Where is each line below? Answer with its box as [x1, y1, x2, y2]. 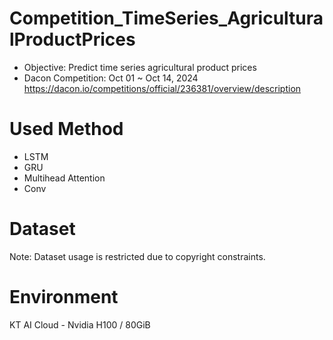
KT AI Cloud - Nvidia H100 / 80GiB [9, 318, 151, 331]
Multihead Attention [23, 172, 106, 184]
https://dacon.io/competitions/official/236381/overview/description [23, 82, 302, 94]
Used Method [9, 118, 124, 141]
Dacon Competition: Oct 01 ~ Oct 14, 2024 [23, 72, 199, 84]
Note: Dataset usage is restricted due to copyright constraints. [9, 250, 266, 262]
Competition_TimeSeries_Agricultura [9, 7, 324, 30]
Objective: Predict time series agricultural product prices [23, 61, 257, 73]
